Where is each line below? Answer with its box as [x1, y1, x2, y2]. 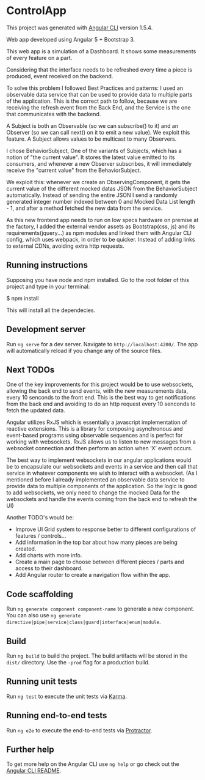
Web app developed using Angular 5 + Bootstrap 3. [6, 35, 135, 43]
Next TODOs [6, 365, 55, 375]
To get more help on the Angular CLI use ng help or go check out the [6, 760, 179, 768]
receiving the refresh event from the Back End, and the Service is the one [6, 103, 191, 111]
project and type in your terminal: [6, 283, 90, 290]
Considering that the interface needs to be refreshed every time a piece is [6, 65, 192, 73]
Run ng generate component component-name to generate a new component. [6, 605, 195, 612]
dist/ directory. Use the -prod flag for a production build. [6, 659, 150, 666]
